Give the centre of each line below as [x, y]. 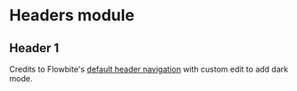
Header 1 [34, 48]
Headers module [72, 15]
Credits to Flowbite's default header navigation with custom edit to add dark [148, 69]
